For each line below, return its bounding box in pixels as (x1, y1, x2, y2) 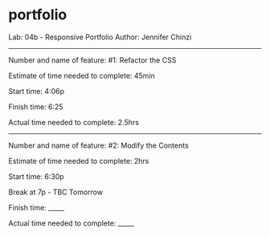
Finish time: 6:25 (8, 102, 63, 112)
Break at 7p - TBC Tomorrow (8, 187, 103, 197)
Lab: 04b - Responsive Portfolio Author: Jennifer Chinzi (8, 32, 192, 42)
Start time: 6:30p (8, 171, 64, 181)
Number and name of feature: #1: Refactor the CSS (8, 55, 177, 65)
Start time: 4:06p (8, 86, 65, 96)
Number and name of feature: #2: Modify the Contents (8, 140, 189, 150)
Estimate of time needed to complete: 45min (8, 71, 155, 80)
